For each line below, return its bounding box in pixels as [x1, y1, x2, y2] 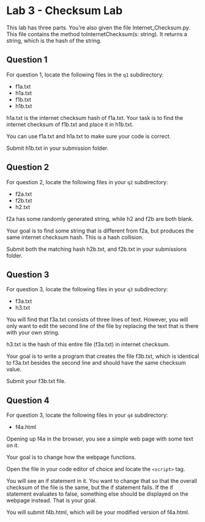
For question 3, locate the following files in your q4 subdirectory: [6, 411, 168, 419]
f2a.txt [15, 190, 32, 198]
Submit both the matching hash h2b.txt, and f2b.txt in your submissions [6, 245, 187, 253]
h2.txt [15, 203, 31, 211]
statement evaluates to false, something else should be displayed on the [6, 490, 188, 498]
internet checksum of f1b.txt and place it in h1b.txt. [6, 121, 133, 128]
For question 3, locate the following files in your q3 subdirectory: [6, 286, 168, 293]
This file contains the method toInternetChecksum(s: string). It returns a [6, 30, 188, 37]
